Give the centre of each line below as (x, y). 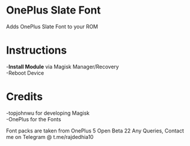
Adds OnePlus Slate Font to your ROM (52, 26)
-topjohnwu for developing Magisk (48, 113)
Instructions (36, 50)
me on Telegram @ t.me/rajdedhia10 (50, 137)
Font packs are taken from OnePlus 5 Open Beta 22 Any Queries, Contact (95, 131)
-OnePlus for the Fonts (34, 119)
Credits (24, 97)
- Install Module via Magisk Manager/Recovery (63, 67)
